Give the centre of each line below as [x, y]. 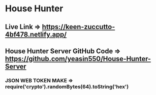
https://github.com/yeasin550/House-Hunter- [78, 59]
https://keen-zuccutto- [78, 27]
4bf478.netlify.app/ [36, 34]
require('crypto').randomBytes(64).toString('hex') [67, 87]
